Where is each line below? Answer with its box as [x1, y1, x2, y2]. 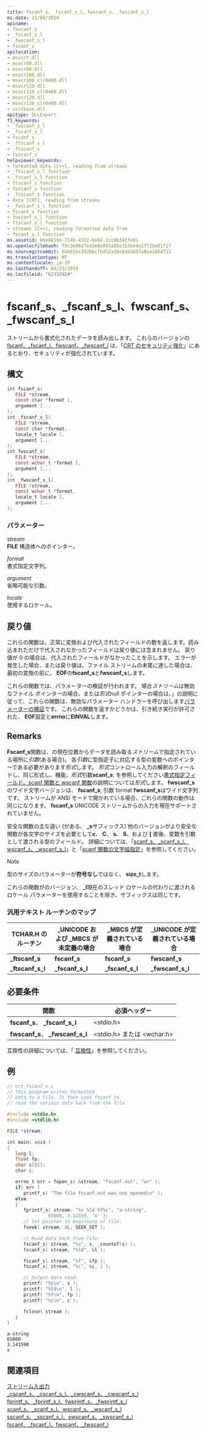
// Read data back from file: [23, 1235, 100, 1241]
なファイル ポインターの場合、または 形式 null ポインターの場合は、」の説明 [7, 689, 193, 697]
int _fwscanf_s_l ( [7, 477, 54, 483]
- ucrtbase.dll [7, 105, 46, 112]
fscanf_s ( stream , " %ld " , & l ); [23, 1246, 106, 1253]
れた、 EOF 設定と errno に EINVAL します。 [7, 713, 112, 720]
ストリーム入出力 [7, 1382, 50, 1390]
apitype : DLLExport [7, 112, 57, 118]
